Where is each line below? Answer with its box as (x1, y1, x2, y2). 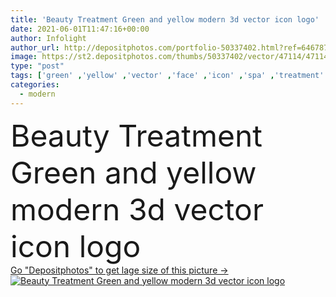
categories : (10, 80, 60, 90)
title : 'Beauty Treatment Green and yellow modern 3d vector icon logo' (10, 14, 320, 25)
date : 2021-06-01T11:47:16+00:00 (10, 24, 150, 34)
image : (10, 52, 38, 62)
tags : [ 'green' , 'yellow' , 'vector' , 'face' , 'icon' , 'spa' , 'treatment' (10, 71, 325, 81)
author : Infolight (10, 33, 87, 43)
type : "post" (10, 61, 65, 71)
